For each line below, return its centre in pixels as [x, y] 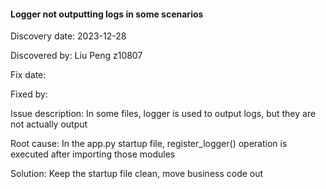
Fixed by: [29, 94]
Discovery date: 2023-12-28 [68, 36]
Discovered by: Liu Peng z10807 [76, 56]
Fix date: [28, 75]
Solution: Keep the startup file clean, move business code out [137, 174]
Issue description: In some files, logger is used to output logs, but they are [163, 114]
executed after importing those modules [93, 154]
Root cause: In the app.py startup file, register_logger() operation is [149, 144]
